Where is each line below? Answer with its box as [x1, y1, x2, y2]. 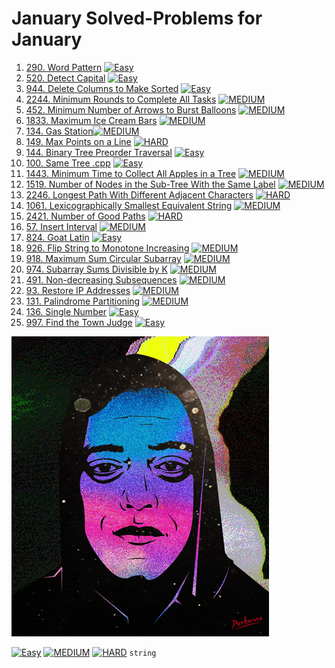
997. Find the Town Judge [25, 316, 133, 328]
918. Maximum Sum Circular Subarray [25, 252, 182, 264]
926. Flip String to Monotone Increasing [25, 242, 190, 254]
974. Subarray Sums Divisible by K [25, 263, 168, 275]
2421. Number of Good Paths [25, 210, 146, 222]
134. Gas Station [25, 125, 94, 137]
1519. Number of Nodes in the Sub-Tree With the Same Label [25, 178, 276, 190]
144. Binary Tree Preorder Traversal [25, 146, 173, 158]
